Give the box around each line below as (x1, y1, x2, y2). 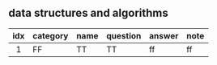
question (106, 30, 142, 41)
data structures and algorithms (8, 6, 168, 20)
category (32, 30, 69, 41)
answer (149, 30, 179, 41)
